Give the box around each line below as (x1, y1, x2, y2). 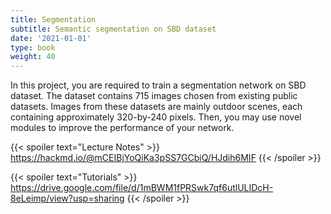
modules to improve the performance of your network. (10, 122, 235, 134)
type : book (10, 42, 56, 53)
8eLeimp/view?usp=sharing (10, 192, 125, 205)
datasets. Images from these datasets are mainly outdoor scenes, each (10, 101, 303, 113)
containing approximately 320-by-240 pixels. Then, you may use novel (10, 111, 302, 123)
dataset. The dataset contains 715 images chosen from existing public (10, 90, 298, 102)
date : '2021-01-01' (10, 33, 92, 43)
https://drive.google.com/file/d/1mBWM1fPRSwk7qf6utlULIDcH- (10, 182, 274, 194)
